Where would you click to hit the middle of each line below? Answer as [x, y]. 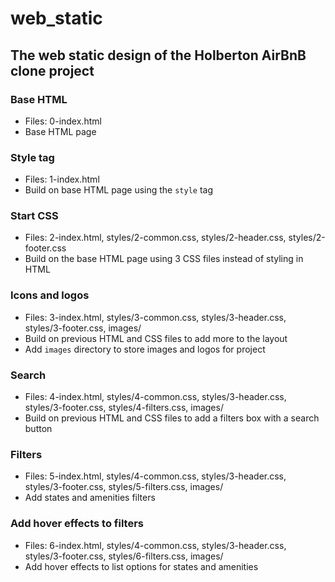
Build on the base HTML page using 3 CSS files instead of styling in [164, 259]
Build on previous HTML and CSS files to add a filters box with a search [172, 418]
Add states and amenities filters [90, 498]
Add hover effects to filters [77, 524]
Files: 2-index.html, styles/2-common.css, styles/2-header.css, [155, 238]
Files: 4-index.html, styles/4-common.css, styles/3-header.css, [155, 397]
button [38, 429]
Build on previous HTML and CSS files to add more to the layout [156, 338]
